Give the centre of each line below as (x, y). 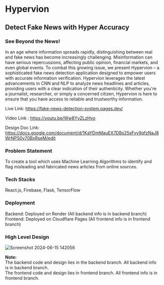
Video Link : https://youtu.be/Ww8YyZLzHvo (50, 118)
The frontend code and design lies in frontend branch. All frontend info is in (81, 273)
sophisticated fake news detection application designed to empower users (81, 73)
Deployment (20, 203)
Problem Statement (29, 151)
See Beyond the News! (33, 41)
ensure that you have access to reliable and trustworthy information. (74, 99)
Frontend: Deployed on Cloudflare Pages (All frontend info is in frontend (78, 219)
